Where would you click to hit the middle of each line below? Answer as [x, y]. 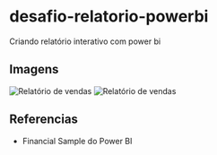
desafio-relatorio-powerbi [109, 17]
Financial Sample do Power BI [77, 141]
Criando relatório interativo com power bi [85, 41]
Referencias [44, 120]
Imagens [34, 69]
